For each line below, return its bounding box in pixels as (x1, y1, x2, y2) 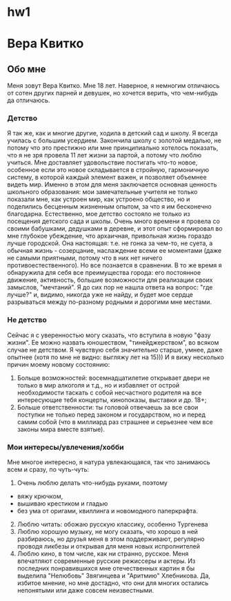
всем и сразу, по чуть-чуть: (7, 466, 90, 474)
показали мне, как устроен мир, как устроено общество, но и (7, 195, 190, 204)
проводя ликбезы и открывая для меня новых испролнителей (17, 542, 201, 551)
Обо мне (7, 63, 46, 75)
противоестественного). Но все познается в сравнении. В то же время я (7, 261, 222, 269)
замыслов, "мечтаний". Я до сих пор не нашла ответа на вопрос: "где (7, 283, 213, 292)
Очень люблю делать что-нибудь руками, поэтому (17, 479, 168, 487)
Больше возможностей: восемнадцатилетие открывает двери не (17, 374, 210, 382)
